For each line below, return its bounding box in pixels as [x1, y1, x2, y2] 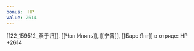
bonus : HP [6, 8, 34, 15]
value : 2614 [6, 15, 37, 21]
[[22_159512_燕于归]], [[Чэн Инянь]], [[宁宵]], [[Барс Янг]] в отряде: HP [6, 32, 188, 39]
